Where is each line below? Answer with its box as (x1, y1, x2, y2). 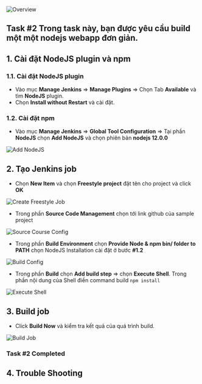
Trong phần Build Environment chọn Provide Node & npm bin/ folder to (15, 240, 196, 247)
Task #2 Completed (6, 349, 65, 358)
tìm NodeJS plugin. (15, 92, 64, 100)
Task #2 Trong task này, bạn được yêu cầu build (6, 23, 190, 34)
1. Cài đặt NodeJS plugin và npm (6, 54, 131, 64)
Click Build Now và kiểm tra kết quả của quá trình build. (15, 322, 155, 329)
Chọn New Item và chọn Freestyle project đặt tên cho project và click (15, 180, 192, 187)
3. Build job (6, 306, 50, 316)
